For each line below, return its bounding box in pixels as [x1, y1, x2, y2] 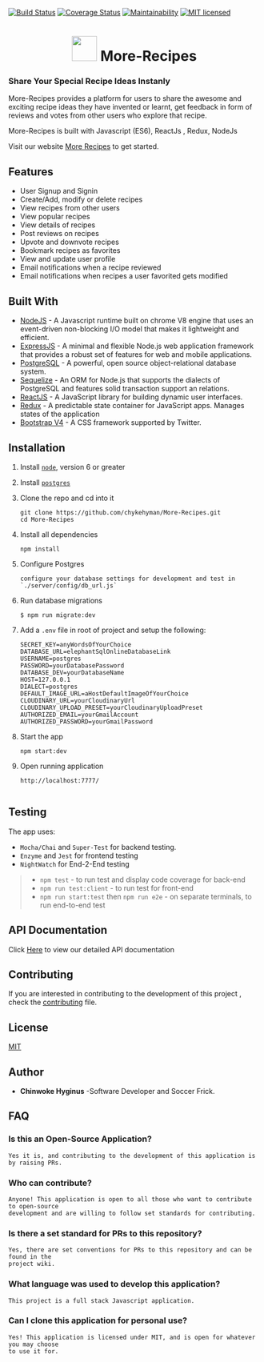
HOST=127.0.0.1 [19, 675, 71, 683]
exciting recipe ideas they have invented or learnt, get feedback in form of [8, 102, 253, 112]
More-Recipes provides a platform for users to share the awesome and [8, 94, 242, 103]
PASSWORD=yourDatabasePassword [19, 661, 125, 670]
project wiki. [8, 1260, 56, 1268]
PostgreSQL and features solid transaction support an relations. [19, 384, 230, 394]
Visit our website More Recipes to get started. [8, 142, 159, 151]
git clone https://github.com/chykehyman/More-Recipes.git [19, 508, 222, 516]
